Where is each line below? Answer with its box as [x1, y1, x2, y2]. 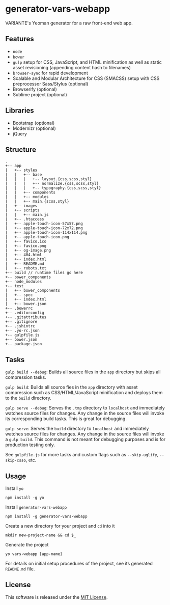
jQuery [12, 130, 27, 136]
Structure [5, 145, 37, 154]
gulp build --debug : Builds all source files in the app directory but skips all [5, 369, 161, 375]
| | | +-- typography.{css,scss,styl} [5, 185, 101, 191]
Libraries [5, 106, 34, 115]
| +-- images [5, 203, 38, 209]
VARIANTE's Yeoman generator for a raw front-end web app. [5, 20, 133, 26]
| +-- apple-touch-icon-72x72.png [5, 226, 83, 231]
